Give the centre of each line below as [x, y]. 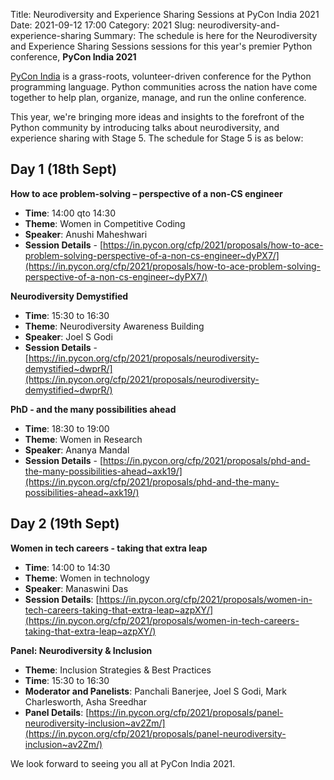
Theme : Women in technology [87, 578]
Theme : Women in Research [83, 439]
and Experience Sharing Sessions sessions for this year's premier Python [161, 46]
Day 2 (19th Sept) [65, 524]
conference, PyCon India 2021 [73, 57]
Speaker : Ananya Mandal [77, 450]
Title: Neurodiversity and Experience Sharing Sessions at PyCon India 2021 [165, 14]
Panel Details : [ [57, 712]
